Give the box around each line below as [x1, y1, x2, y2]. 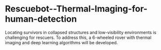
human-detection [5, 13, 77, 25]
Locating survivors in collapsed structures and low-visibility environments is [5, 29, 157, 35]
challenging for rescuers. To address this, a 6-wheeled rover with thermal [5, 35, 151, 40]
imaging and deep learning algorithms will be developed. [5, 39, 118, 45]
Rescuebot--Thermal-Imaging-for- [5, 3, 147, 14]
